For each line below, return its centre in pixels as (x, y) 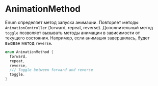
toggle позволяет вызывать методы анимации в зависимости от (73, 33)
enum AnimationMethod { (29, 52)
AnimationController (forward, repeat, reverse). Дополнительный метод (79, 27)
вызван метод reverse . (29, 43)
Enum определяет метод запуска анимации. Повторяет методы (72, 22)
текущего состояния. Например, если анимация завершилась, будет (78, 38)
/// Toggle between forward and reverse (51, 70)
